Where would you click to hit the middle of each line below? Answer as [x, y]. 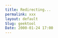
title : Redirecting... [28, 10]
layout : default [21, 19]
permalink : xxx [20, 14]
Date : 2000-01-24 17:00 [29, 28]
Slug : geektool [20, 23]
